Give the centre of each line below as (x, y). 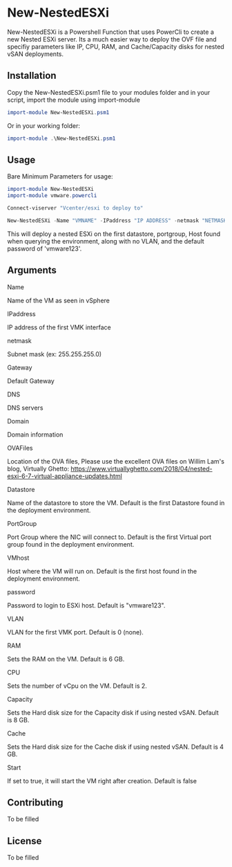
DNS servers (25, 408)
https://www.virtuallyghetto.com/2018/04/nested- (142, 468)
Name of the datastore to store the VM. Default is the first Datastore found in (116, 502)
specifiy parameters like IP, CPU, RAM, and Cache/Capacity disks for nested (116, 46)
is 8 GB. (18, 720)
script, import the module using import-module (74, 100)
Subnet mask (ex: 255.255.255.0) (55, 354)
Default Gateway (31, 381)
